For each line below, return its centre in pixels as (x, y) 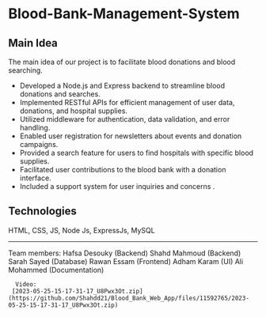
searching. (26, 70)
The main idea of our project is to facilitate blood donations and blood (122, 62)
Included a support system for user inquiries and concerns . (117, 186)
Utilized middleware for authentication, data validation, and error (125, 119)
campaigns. (39, 144)
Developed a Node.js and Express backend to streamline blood (122, 85)
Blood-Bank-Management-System (124, 14)
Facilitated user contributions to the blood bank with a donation (123, 170)
